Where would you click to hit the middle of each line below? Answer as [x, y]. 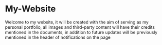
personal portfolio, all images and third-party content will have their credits [80, 27]
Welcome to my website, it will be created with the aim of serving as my [77, 22]
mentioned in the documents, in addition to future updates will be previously [81, 32]
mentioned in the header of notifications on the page [58, 37]
